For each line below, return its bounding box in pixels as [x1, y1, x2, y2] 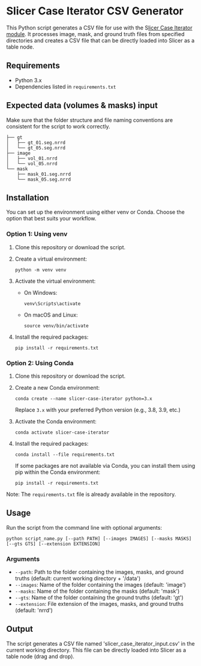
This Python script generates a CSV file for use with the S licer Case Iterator [6, 24, 193, 31]
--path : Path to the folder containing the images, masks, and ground [14, 569, 184, 576]
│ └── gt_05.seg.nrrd [6, 145, 66, 151]
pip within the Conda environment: [14, 468, 101, 476]
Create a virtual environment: [14, 255, 87, 262]
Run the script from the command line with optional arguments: [6, 524, 162, 531]
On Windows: [23, 289, 58, 296]
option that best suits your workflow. [6, 215, 97, 222]
